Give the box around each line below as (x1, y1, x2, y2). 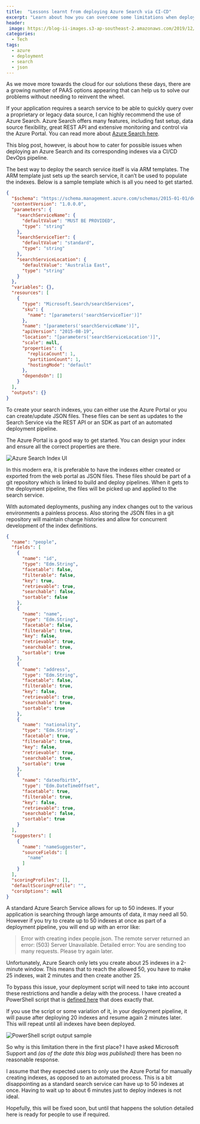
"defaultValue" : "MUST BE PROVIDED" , (21, 218, 116, 224)
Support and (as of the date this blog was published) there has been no (6, 1050, 182, 1057)
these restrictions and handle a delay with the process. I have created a (6, 990, 182, 997)
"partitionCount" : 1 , (27, 356, 82, 363)
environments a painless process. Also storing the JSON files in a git (6, 509, 174, 516)
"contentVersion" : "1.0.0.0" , (11, 201, 86, 208)
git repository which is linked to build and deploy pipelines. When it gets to (6, 478, 189, 486)
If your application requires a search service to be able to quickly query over (6, 105, 193, 112)
